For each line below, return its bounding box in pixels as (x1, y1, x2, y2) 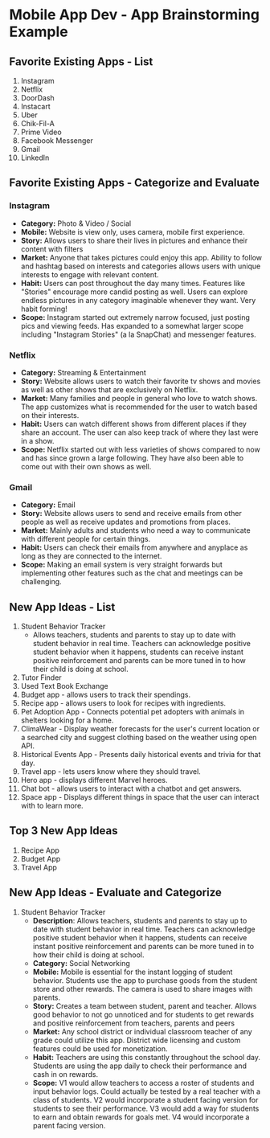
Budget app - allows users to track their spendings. (20, 690, 191, 700)
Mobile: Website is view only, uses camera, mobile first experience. (20, 227, 245, 236)
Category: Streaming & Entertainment (20, 367, 147, 377)
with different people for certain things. (20, 534, 151, 544)
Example (9, 23, 68, 41)
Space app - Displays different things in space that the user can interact (20, 792, 260, 802)
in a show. (20, 436, 55, 445)
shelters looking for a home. (20, 715, 114, 725)
